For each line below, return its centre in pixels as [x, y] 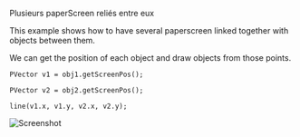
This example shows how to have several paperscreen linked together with [149, 30]
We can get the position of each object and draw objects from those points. [150, 58]
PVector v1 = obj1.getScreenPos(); [77, 74]
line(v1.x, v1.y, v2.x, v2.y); [68, 106]
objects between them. [52, 40]
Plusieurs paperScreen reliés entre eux [82, 13]
